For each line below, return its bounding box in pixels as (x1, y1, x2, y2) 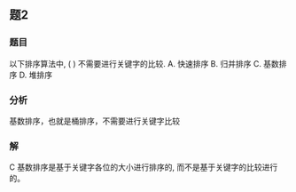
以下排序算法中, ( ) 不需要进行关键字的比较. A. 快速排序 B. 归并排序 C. (9, 58, 261, 68)
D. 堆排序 (19, 69, 53, 80)
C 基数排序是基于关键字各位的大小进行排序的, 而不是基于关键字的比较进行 (9, 162, 278, 172)
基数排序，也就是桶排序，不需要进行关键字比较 (9, 116, 180, 126)
